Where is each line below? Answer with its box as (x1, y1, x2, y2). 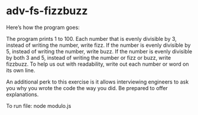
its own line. (6, 66, 35, 74)
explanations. (6, 91, 39, 98)
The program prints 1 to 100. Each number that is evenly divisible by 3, (6, 35, 177, 42)
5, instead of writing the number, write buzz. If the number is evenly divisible (6, 47, 193, 55)
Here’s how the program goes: (6, 24, 80, 31)
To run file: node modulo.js (6, 102, 72, 109)
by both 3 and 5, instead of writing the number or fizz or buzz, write (6, 54, 171, 61)
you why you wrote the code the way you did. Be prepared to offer (6, 84, 168, 91)
